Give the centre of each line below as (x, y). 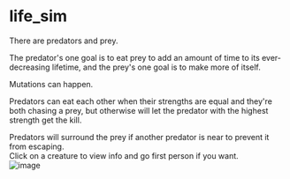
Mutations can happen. (51, 84)
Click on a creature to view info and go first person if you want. (124, 155)
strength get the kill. (46, 120)
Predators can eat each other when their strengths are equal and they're (141, 101)
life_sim (38, 16)
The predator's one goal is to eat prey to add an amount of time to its (135, 57)
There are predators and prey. (64, 41)
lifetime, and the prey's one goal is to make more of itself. (156, 67)
